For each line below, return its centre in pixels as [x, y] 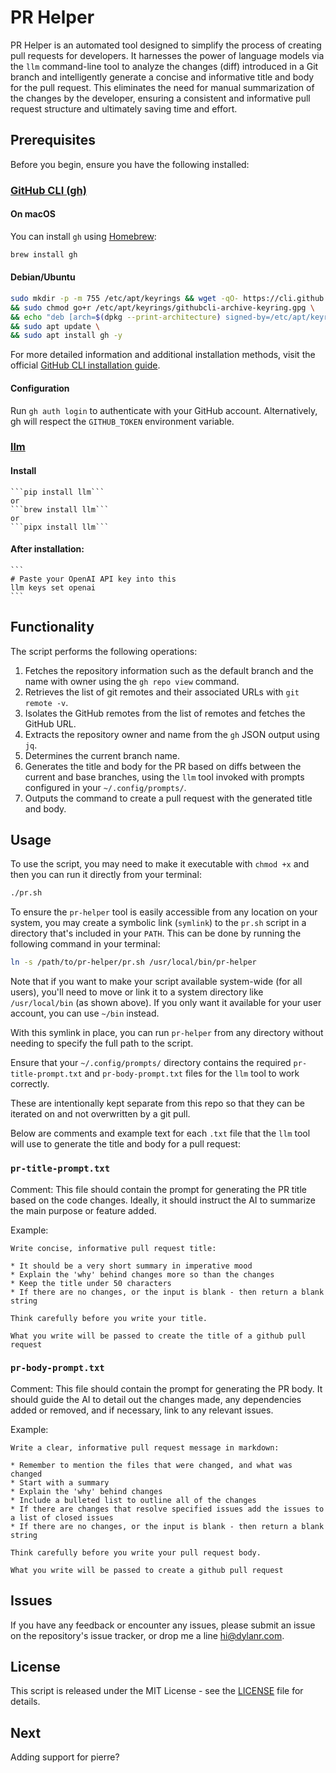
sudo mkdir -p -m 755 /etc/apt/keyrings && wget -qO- [125, 298]
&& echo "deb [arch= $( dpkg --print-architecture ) [116, 317]
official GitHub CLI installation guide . [85, 365]
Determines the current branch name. [102, 755]
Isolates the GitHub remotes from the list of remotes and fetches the [165, 713]
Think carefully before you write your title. [109, 1318]
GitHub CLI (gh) [48, 190]
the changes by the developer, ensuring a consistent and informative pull [160, 98]
